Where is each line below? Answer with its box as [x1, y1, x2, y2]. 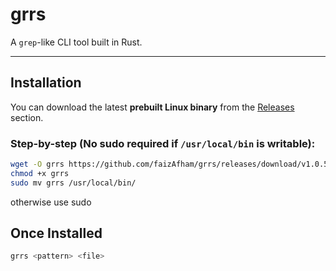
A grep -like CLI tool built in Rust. [10, 36, 143, 48]
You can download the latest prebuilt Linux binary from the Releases [10, 101, 295, 113]
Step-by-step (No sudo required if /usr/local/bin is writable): [10, 136, 316, 150]
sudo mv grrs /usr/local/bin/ [10, 178, 137, 188]
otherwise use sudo [10, 196, 92, 208]
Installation [10, 74, 82, 92]
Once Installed [10, 225, 103, 242]
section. [10, 111, 44, 123]
